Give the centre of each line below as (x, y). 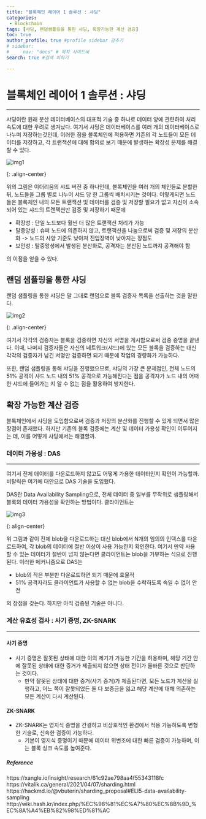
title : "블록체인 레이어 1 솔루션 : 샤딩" (54, 12)
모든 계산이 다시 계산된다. (55, 696)
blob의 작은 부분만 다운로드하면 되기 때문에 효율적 (75, 575)
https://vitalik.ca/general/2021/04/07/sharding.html (71, 785)
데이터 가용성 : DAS (34, 454)
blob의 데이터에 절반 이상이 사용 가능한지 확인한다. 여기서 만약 (110, 547)
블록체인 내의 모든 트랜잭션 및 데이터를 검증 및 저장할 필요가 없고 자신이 (103, 202)
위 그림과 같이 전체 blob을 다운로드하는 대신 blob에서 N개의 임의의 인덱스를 (96, 539)
